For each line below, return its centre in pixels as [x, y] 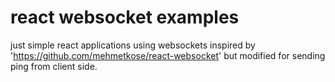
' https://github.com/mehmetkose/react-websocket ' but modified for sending [168, 55]
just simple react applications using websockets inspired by [133, 45]
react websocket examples [125, 17]
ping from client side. [54, 66]
